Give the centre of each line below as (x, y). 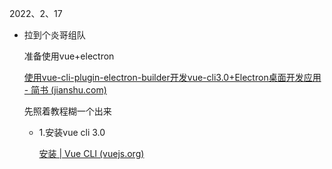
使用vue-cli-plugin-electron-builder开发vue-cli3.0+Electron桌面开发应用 (172, 77)
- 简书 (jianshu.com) (65, 90)
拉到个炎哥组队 (54, 35)
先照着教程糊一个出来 (67, 111)
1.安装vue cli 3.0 (72, 132)
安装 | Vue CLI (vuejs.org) (91, 153)
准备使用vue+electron (69, 56)
